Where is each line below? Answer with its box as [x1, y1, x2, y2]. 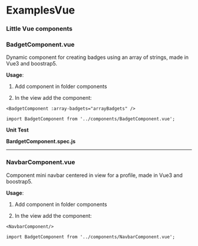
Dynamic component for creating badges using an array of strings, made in [6, 54, 189, 61]
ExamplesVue [6, 4, 75, 17]
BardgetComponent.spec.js [6, 138, 76, 145]
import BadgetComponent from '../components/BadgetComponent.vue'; [6, 116, 176, 122]
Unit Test [6, 126, 29, 133]
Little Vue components [6, 25, 72, 33]
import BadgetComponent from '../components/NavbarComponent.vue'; [6, 234, 176, 240]
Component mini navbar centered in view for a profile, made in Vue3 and [6, 172, 183, 179]
